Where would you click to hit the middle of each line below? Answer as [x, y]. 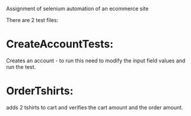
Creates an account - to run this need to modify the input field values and [96, 60]
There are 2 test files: [32, 20]
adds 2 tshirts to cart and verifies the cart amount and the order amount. [95, 107]
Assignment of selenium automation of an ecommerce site [77, 9]
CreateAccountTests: [60, 44]
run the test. [21, 67]
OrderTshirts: [40, 91]
